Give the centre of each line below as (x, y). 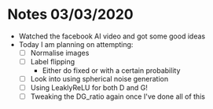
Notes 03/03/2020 (71, 15)
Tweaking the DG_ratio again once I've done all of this (118, 96)
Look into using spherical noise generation (99, 79)
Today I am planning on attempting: (76, 44)
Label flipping (53, 62)
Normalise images (60, 53)
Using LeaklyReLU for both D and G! (89, 88)
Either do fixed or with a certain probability (111, 71)
